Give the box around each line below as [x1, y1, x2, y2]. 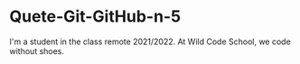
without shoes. [9, 45, 65, 56]
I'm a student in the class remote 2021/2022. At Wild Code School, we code [9, 36, 291, 47]
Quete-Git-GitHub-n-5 [9, 6, 182, 27]
